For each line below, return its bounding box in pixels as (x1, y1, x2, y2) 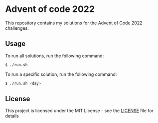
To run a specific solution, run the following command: (5, 71, 117, 77)
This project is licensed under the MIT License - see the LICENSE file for (5, 108, 154, 114)
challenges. (5, 25, 29, 31)
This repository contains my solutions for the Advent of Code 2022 (5, 20, 143, 26)
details (5, 113, 19, 119)
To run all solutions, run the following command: (5, 53, 104, 59)
